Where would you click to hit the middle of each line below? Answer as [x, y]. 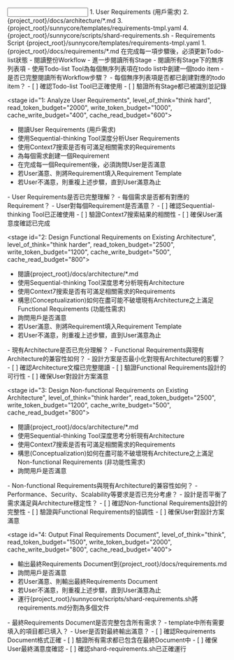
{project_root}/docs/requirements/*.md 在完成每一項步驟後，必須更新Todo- [116, 51]
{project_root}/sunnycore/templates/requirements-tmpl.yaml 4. [98, 28]
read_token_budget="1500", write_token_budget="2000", [90, 542]
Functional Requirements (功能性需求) [72, 309]
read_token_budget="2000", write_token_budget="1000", [90, 107]
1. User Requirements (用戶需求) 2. [139, 12]
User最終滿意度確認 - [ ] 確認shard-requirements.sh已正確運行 [97, 649]
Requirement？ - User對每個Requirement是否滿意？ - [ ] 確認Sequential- [111, 205]
